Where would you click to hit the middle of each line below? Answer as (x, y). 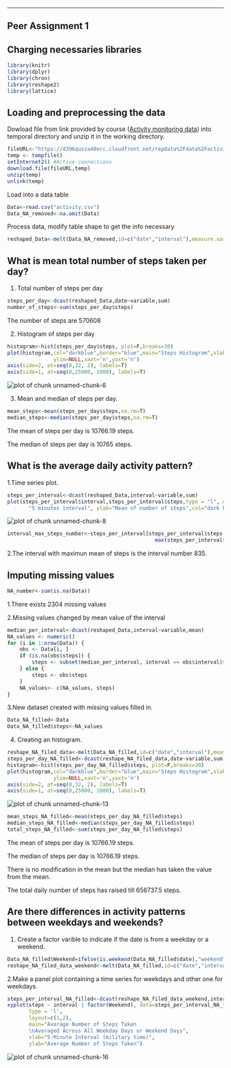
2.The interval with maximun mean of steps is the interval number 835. (107, 553)
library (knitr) (29, 66)
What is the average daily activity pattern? (100, 466)
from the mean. (29, 876)
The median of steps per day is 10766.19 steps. (73, 856)
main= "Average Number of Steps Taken (82, 1025)
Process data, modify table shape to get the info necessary (91, 227)
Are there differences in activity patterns (96, 912)
